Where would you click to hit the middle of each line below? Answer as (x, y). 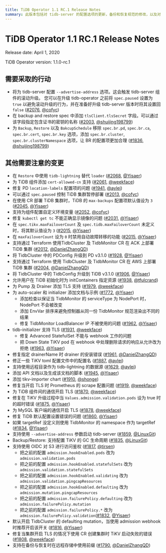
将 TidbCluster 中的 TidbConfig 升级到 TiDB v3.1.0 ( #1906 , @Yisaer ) (81, 274)
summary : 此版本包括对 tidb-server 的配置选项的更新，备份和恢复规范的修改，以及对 (83, 14)
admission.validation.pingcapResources (61, 482)
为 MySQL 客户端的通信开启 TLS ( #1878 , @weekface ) (67, 410)
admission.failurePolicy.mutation (55, 504)
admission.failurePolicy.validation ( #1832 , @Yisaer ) (75, 515)
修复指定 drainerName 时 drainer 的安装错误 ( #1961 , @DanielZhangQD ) (84, 354)
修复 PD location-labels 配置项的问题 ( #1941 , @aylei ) (67, 188)
